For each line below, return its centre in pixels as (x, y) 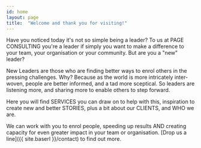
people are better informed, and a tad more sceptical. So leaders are (110, 84)
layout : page (22, 17)
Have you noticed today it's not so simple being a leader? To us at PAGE (95, 40)
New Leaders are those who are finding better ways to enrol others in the (97, 71)
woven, (15, 84)
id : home (17, 12)
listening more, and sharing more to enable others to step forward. (88, 90)
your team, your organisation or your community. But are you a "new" (92, 53)
